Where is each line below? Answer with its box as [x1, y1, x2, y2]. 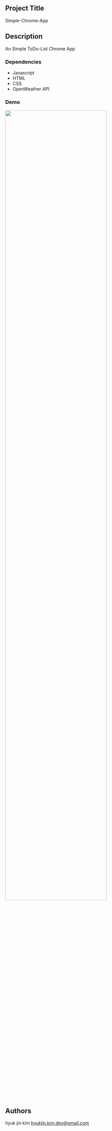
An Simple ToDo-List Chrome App [5, 46, 75, 52]
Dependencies [5, 58, 42, 65]
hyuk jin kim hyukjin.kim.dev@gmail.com [5, 1120, 89, 1126]
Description [5, 32, 43, 41]
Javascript [12, 69, 35, 75]
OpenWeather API [12, 86, 50, 92]
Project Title [5, 4, 44, 13]
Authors [5, 1106, 32, 1115]
